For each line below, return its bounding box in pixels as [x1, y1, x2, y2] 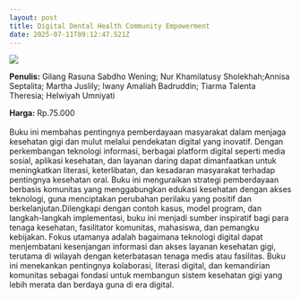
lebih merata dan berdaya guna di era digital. [9, 279, 175, 290]
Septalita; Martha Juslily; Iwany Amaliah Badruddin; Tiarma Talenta [9, 81, 257, 92]
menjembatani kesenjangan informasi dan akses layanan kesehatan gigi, [9, 242, 276, 252]
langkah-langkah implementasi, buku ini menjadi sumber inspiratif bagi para [9, 213, 289, 224]
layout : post [9, 13, 58, 22]
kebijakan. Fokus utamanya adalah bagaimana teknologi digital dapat [9, 232, 263, 242]
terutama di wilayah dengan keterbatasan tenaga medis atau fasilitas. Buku [9, 251, 287, 261]
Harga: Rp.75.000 [9, 108, 75, 119]
